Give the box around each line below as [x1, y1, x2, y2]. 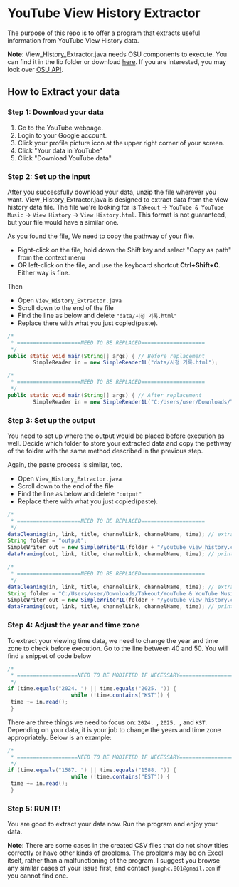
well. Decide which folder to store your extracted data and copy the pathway [7, 439, 232, 447]
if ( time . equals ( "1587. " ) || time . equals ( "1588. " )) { [7, 766, 176, 774]
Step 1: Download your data [7, 107, 105, 117]
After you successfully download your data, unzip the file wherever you [7, 188, 217, 196]
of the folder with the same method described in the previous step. [7, 446, 203, 455]
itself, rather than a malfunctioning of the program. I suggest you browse [7, 856, 221, 865]
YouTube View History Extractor [7, 5, 201, 21]
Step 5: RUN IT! [7, 804, 62, 814]
